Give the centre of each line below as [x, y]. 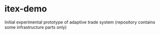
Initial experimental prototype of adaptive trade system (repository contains [80, 22]
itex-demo [26, 9]
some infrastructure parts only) [36, 27]
